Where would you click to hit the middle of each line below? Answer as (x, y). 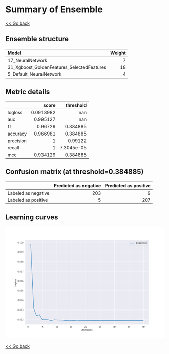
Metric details (28, 91)
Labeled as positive (28, 200)
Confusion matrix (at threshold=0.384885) (74, 172)
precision (17, 141)
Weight (118, 53)
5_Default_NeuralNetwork (34, 74)
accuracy (17, 134)
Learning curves (32, 217)
